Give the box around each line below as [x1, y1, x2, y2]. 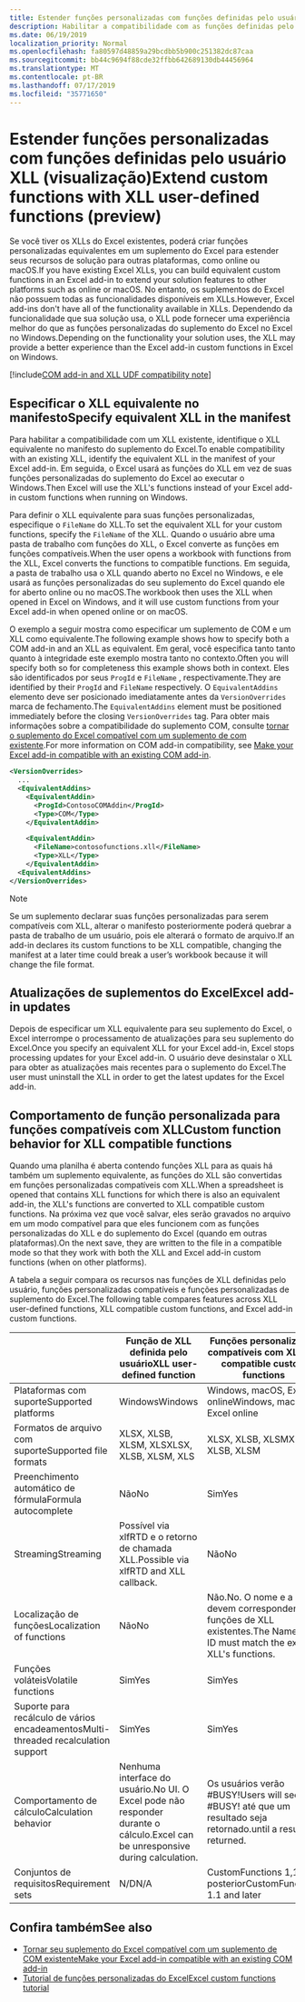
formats [14, 1456, 47, 1468]
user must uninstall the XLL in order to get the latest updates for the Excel [9, 1072, 285, 1083]
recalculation [54, 1734, 111, 1747]
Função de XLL [125, 1335, 192, 1347]
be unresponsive [119, 1840, 191, 1853]
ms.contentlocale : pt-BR [9, 73, 103, 82]
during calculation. [119, 1851, 199, 1864]
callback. [119, 1577, 158, 1589]
